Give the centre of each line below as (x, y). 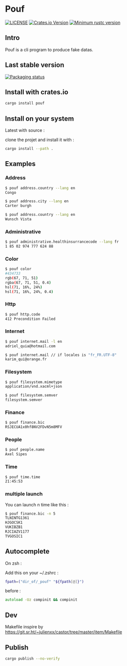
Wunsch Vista (18, 219)
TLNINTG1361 (17, 518)
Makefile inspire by (24, 627)
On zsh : (13, 563)
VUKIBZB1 (14, 527)
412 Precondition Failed (30, 319)
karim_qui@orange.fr (26, 359)
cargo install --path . (29, 149)
